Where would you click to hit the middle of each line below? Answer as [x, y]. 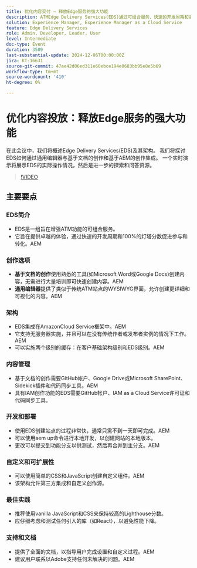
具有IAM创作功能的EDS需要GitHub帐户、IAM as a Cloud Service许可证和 [102, 393]
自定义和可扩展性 [30, 462]
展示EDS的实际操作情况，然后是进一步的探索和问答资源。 [86, 165]
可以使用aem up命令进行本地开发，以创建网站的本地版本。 [85, 438]
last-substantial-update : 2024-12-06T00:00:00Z [65, 55]
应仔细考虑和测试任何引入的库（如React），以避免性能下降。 [87, 521]
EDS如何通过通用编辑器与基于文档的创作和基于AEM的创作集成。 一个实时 [95, 158]
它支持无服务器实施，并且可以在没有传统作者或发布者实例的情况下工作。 [102, 334]
